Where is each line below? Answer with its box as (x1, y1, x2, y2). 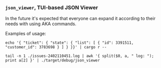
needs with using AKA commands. (5, 21, 76, 27)
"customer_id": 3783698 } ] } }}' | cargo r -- (5, 45, 107, 50)
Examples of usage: (5, 31, 46, 37)
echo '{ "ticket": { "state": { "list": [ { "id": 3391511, (5, 40, 134, 45)
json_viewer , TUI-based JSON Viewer (5, 4, 98, 11)
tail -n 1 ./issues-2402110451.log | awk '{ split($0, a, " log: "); (5, 53, 154, 59)
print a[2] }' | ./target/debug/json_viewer (5, 58, 100, 63)
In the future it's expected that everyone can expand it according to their (5, 16, 156, 22)
